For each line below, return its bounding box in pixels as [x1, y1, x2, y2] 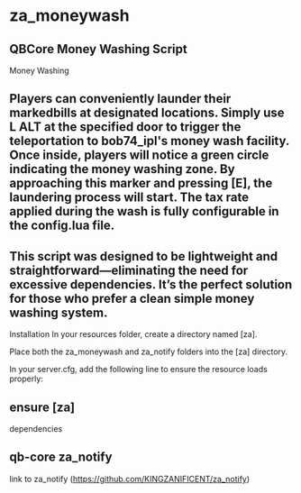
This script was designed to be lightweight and [9, 249, 278, 264]
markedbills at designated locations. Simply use [9, 105, 286, 121]
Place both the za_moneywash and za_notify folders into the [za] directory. [9, 346, 288, 357]
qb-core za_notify [9, 450, 113, 465]
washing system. [9, 305, 108, 320]
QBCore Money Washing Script [9, 41, 187, 57]
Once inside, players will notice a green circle [9, 148, 269, 163]
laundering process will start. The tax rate [9, 190, 250, 205]
